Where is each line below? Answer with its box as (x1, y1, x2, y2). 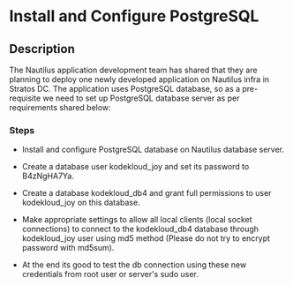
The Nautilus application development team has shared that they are (9, 64, 258, 75)
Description (9, 41, 75, 56)
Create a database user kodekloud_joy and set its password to (21, 162, 250, 172)
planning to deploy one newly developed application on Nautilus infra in (9, 74, 270, 85)
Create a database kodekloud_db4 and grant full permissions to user (21, 188, 272, 199)
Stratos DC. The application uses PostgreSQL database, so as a (9, 84, 241, 94)
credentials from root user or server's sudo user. (21, 269, 199, 280)
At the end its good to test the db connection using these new (21, 260, 247, 270)
